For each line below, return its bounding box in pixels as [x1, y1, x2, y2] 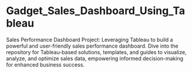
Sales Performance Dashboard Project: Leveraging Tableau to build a [6, 36, 173, 43]
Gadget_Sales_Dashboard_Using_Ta [6, 4, 186, 18]
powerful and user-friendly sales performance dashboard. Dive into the [6, 42, 179, 49]
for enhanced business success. [6, 61, 85, 68]
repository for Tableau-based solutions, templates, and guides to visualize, [6, 48, 187, 55]
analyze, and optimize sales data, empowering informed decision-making [6, 55, 184, 62]
